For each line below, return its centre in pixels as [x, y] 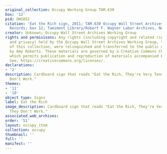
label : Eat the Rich [27, 102]
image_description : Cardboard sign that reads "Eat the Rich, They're [80, 107]
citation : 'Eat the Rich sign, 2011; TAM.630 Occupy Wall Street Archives [84, 24]
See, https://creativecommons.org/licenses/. [58, 61]
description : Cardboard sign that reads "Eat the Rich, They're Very [79, 75]
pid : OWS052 [17, 19]
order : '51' [17, 120]
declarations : [20, 65]
